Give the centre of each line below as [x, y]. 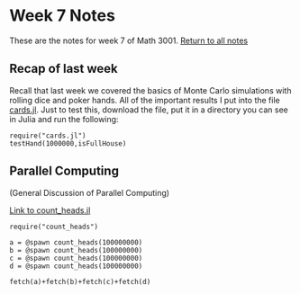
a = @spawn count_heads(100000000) [76, 242]
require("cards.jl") [48, 136]
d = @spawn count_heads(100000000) [76, 266]
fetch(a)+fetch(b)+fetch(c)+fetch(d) [80, 281]
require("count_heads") [54, 227]
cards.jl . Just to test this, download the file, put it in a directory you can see [149, 110]
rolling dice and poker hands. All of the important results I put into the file [145, 100]
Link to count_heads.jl [50, 210]
